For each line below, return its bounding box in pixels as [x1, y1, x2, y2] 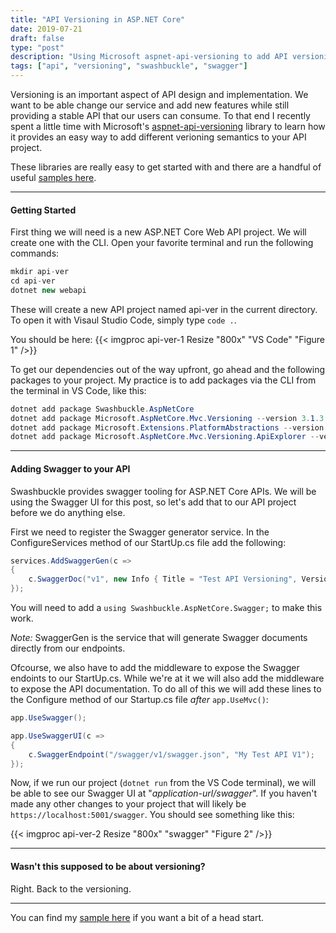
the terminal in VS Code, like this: [10, 384, 147, 396]
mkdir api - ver [10, 267, 70, 277]
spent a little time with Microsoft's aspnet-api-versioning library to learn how [10, 121, 326, 132]
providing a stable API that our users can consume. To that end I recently [10, 110, 311, 121]
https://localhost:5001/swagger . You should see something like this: [10, 809, 295, 821]
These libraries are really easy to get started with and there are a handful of [10, 161, 322, 173]
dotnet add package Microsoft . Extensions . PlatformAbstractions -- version [10, 422, 325, 433]
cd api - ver [10, 276, 56, 286]
